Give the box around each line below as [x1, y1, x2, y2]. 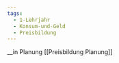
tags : [7, 10, 23, 17]
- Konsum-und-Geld [13, 23, 66, 29]
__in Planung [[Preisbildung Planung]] [7, 48, 113, 56]
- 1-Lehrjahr [13, 16, 51, 23]
